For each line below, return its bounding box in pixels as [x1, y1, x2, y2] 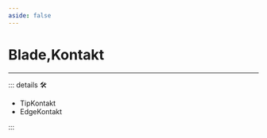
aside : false [8, 11, 52, 20]
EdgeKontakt [19, 106, 62, 116]
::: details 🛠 [8, 80, 48, 90]
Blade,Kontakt [8, 45, 105, 63]
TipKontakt [19, 98, 56, 108]
